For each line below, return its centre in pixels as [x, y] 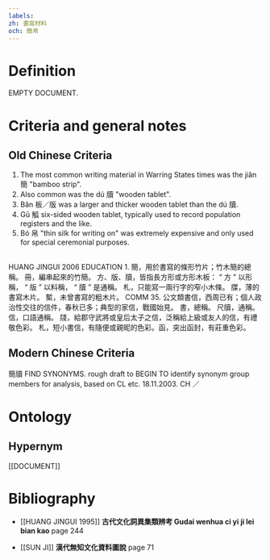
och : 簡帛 [23, 31]
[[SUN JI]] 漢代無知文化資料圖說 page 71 [87, 547]
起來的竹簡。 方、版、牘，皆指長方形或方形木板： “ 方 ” [144, 277]
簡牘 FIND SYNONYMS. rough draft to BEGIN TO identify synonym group [129, 374]
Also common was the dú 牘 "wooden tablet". [96, 194]
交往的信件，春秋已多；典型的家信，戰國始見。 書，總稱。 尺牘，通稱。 [141, 307]
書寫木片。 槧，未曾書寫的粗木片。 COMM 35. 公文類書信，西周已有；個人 [132, 297]
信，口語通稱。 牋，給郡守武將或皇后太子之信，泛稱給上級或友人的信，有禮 [133, 317]
